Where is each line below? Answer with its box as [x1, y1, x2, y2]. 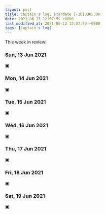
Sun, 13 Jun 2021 [5, 51, 47, 58]
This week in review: [5, 39, 47, 45]
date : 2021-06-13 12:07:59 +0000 [5, 16, 74, 21]
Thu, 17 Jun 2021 [5, 145, 47, 152]
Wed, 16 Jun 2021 [5, 122, 48, 129]
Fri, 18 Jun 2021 [5, 169, 43, 176]
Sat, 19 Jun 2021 [5, 192, 45, 199]
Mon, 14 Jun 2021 [5, 75, 48, 82]
